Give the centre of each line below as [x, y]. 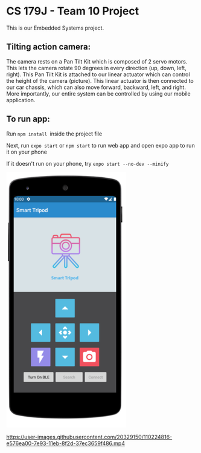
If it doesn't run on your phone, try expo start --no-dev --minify [88, 163]
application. [21, 100]
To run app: [28, 119]
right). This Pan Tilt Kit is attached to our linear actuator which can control [98, 74]
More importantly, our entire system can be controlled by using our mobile [99, 93]
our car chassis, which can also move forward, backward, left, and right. [96, 87]
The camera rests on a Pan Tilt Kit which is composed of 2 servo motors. [97, 61]
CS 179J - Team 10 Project [73, 11]
